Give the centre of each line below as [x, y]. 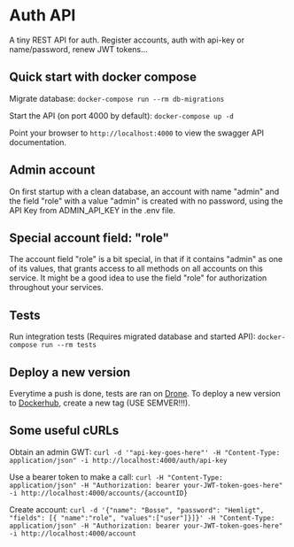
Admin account [52, 170]
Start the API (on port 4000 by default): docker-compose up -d [122, 115]
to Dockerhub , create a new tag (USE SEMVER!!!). [100, 403]
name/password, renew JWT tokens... [78, 49]
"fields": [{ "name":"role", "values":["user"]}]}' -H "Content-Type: [142, 518]
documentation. [38, 142]
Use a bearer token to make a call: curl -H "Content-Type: [116, 477]
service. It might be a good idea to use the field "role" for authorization [138, 278]
